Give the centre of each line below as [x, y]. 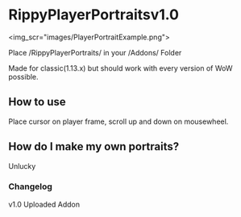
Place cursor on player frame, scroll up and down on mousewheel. [118, 121]
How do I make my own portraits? [94, 147]
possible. [23, 76]
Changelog [30, 186]
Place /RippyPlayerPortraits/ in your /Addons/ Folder [95, 52]
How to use [37, 102]
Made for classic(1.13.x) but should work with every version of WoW [120, 68]
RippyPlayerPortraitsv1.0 [94, 15]
